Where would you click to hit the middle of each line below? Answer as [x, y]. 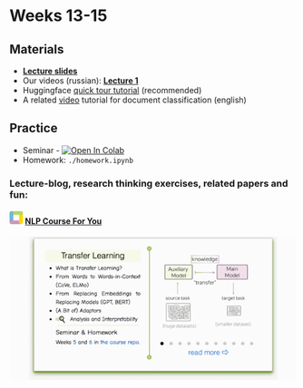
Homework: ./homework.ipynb [78, 160]
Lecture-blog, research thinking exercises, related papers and [149, 183]
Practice [34, 128]
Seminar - [41, 150]
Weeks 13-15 [59, 16]
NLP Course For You [64, 221]
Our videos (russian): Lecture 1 [80, 81]
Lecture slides [50, 71]
